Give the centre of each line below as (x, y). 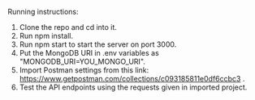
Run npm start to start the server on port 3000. (98, 44)
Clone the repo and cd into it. (68, 27)
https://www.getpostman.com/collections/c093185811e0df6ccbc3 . (132, 79)
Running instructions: (43, 12)
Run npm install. (46, 36)
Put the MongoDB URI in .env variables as (89, 53)
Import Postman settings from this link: (84, 70)
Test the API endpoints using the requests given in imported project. (133, 87)
